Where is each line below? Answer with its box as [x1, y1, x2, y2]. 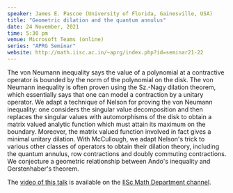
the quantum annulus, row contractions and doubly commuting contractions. [7, 149, 227, 157]
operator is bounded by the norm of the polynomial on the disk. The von [7, 75, 214, 84]
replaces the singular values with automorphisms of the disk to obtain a [7, 112, 212, 121]
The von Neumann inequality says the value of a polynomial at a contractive [7, 68, 225, 77]
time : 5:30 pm [7, 29, 49, 37]
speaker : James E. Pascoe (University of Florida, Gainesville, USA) [7, 10, 214, 17]
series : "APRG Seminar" [7, 43, 77, 49]
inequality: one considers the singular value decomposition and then [7, 105, 203, 114]
